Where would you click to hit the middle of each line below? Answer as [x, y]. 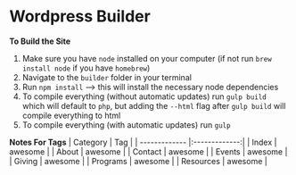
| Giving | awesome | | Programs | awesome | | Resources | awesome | [138, 161]
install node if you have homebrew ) [86, 68]
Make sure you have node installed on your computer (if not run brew [147, 58]
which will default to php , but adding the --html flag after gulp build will [154, 105]
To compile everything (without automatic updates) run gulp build [144, 96]
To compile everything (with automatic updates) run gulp [126, 125]
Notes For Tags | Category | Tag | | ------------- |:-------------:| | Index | [143, 142]
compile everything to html [71, 115]
